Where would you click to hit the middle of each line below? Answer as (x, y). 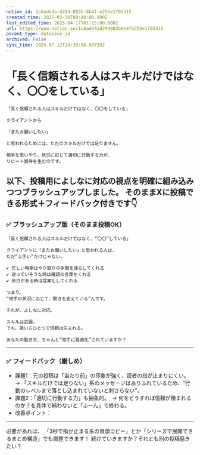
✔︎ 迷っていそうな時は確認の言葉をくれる (49, 274)
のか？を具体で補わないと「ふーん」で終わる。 (72, 405)
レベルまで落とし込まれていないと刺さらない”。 (84, 390)
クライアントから (24, 120)
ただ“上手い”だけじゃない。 (36, 256)
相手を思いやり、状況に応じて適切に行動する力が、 (59, 155)
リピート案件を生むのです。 (35, 161)
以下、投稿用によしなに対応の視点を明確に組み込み (100, 181)
